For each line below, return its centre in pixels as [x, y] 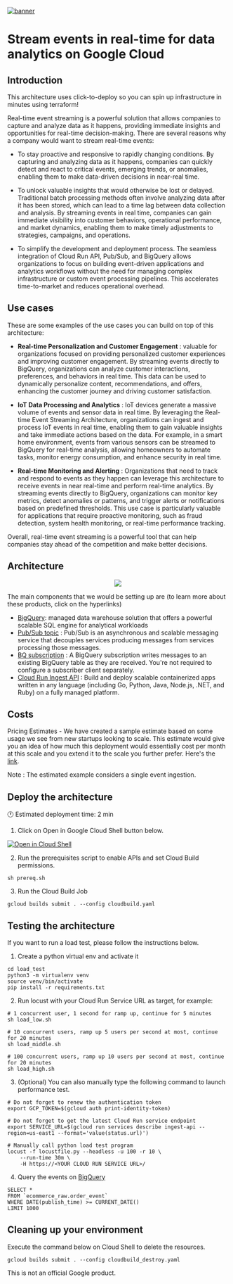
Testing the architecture [61, 926]
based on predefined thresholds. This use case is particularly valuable [119, 508]
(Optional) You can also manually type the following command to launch [121, 1082]
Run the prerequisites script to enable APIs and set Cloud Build [108, 858]
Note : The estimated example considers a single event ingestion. [102, 775]
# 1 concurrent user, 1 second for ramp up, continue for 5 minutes [109, 1014]
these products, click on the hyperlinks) [65, 604]
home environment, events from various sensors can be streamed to [116, 442]
